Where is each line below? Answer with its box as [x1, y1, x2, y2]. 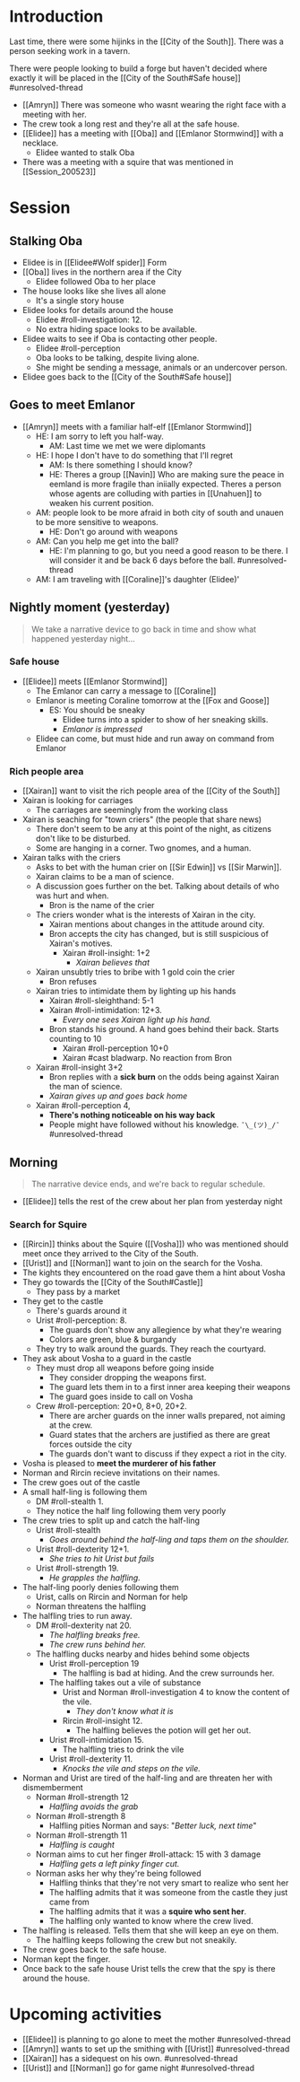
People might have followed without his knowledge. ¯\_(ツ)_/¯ [48, 1119, 280, 1130]
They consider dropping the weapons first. [48, 1372, 207, 1383]
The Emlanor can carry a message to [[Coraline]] [35, 685, 217, 696]
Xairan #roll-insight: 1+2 [62, 948, 150, 958]
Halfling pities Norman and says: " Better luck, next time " [48, 1820, 257, 1832]
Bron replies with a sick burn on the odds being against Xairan [48, 1072, 279, 1082]
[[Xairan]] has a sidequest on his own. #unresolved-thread [21, 2053, 238, 2064]
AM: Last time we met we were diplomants [48, 440, 206, 451]
